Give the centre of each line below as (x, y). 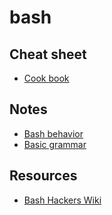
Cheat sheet (48, 54)
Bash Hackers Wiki (62, 200)
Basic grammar (55, 144)
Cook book (46, 78)
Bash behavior (53, 133)
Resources (43, 176)
